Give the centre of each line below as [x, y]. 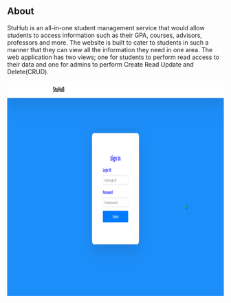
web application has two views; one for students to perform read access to [113, 57]
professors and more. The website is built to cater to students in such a [108, 42]
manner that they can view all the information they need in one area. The [110, 49]
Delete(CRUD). [28, 71]
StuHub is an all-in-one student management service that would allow [106, 27]
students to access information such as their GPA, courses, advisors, [105, 35]
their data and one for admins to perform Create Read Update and [100, 64]
